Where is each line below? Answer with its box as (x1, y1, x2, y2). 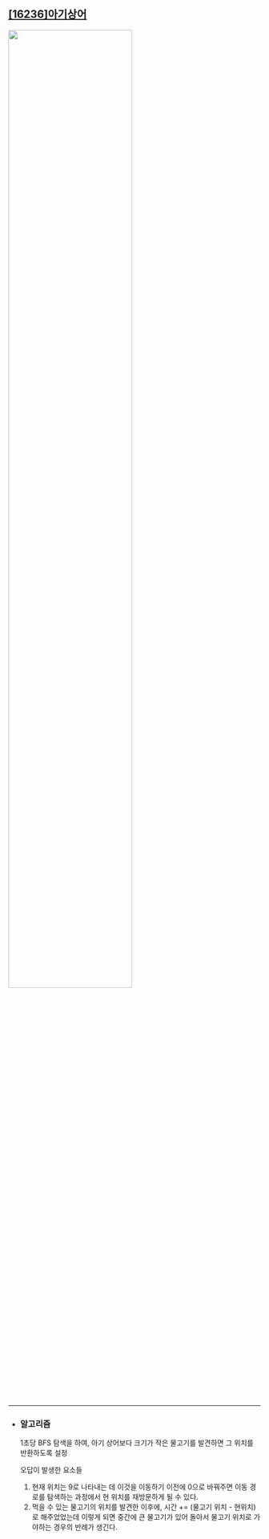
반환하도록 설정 (19, 1448, 68, 1458)
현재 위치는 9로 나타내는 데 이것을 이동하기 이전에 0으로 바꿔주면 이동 (31, 1482, 248, 1492)
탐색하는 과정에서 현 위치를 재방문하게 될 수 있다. (46, 1492, 199, 1502)
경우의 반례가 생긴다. (53, 1522, 118, 1532)
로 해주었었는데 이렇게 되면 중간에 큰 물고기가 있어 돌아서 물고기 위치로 (31, 1513, 252, 1522)
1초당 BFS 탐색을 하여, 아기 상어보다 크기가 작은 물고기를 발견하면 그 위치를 (19, 1438, 254, 1448)
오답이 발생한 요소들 (19, 1465, 82, 1475)
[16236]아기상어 (8, 7, 87, 22)
